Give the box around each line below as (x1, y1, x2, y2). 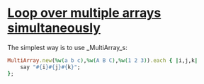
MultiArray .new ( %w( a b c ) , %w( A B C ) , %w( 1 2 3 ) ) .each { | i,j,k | (7, 56, 198, 64)
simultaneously (7, 20, 101, 36)
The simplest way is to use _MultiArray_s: (7, 43, 127, 52)
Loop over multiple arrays (7, 5, 161, 21)
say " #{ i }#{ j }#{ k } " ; (20, 64, 81, 71)
